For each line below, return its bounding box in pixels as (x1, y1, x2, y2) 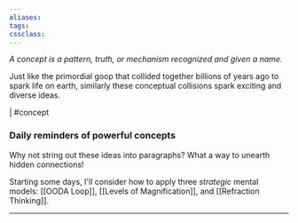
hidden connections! (9, 159, 84, 170)
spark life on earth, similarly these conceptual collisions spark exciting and (9, 81, 282, 92)
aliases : (9, 12, 42, 22)
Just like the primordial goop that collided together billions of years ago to (9, 71, 279, 82)
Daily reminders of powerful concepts (9, 130, 176, 142)
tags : (9, 21, 29, 30)
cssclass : (9, 29, 46, 38)
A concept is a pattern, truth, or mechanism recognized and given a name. (9, 54, 283, 65)
